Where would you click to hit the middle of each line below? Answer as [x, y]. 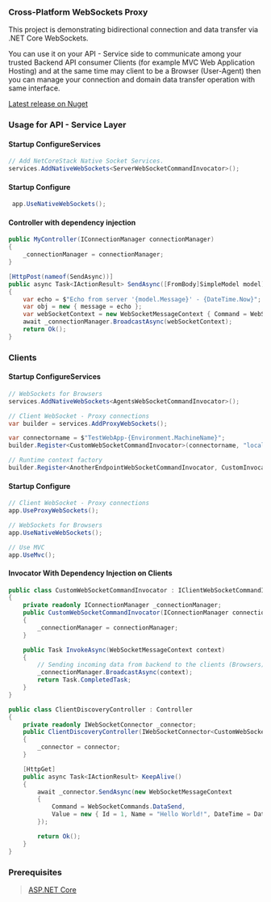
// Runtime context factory [56, 460]
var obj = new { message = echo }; [83, 307]
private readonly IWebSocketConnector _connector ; [110, 725]
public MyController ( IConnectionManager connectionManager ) [112, 240]
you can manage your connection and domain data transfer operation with [132, 80]
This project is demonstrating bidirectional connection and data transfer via [133, 30]
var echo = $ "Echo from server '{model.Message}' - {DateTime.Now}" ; [142, 299]
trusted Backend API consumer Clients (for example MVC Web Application [132, 62]
